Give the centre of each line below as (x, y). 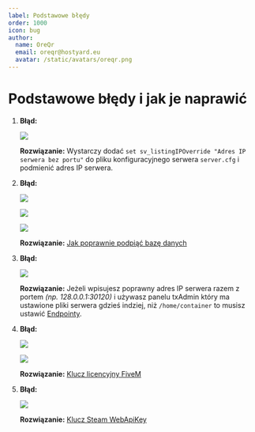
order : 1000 (28, 23)
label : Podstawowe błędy (49, 15)
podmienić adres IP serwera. (66, 168)
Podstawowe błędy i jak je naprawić (127, 99)
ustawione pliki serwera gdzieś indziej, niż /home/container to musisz (132, 305)
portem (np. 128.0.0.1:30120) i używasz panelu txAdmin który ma (125, 297)
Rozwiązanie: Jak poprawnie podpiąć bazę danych (103, 243)
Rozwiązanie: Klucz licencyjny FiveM (81, 373)
